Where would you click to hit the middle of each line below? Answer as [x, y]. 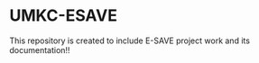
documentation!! [40, 49]
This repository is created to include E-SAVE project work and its [130, 40]
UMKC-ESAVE [63, 16]
